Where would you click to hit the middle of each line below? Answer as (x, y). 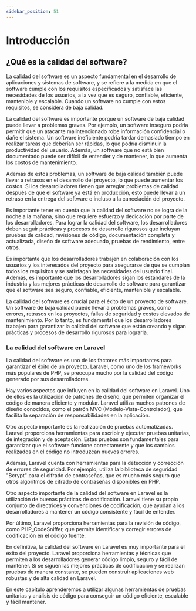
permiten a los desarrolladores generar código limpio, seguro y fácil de (92, 559)
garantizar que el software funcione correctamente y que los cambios (90, 445)
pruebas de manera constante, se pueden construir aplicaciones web (90, 572)
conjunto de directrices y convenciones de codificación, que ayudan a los (95, 505)
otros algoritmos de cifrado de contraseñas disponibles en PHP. (83, 481)
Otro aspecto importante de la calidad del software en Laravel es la (87, 493)
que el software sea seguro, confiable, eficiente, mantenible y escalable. (94, 290)
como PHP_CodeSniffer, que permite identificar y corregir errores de (89, 529)
